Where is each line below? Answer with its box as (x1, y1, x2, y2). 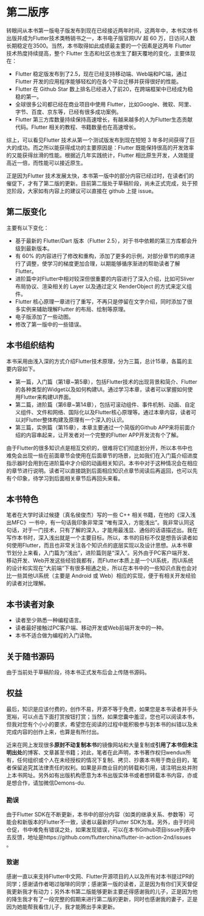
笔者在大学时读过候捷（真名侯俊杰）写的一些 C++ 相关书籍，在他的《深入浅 (6, 512, 196, 519)
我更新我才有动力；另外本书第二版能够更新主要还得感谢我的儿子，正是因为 (6, 888, 192, 895)
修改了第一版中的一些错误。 (15, 321, 85, 328)
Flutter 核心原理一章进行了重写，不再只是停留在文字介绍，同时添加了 (15, 297, 188, 305)
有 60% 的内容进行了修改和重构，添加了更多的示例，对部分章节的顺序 (15, 252, 190, 259)
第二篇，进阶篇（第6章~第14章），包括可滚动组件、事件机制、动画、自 (15, 401, 190, 408)
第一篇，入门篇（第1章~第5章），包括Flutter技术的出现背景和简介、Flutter (15, 378, 197, 385)
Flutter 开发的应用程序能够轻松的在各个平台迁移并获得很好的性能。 (15, 77, 182, 85)
